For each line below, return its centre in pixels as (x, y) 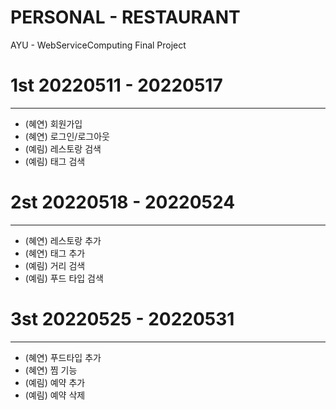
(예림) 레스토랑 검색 (63, 148)
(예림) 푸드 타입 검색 (64, 278)
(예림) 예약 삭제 (55, 395)
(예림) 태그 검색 (55, 161)
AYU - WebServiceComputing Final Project (98, 45)
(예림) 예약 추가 (55, 382)
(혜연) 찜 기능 (51, 370)
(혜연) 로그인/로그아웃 (67, 136)
